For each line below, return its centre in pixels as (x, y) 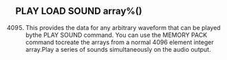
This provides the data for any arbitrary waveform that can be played (123, 27)
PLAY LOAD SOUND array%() (79, 11)
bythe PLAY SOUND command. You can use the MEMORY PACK (116, 35)
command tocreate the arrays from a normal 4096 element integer (119, 42)
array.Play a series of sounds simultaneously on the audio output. (118, 49)
